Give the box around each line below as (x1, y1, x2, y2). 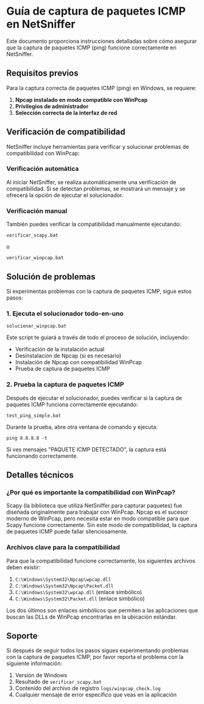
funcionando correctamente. (6, 452, 78, 459)
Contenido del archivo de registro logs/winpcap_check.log (15, 684, 161, 692)
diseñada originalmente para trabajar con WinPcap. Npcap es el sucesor (6, 508, 189, 516)
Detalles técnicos (6, 470, 74, 480)
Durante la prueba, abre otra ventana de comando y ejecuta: (6, 423, 158, 431)
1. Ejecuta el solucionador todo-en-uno (6, 309, 124, 318)
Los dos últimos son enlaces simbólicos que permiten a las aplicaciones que (6, 606, 199, 614)
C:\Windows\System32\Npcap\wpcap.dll (15, 576, 111, 583)
